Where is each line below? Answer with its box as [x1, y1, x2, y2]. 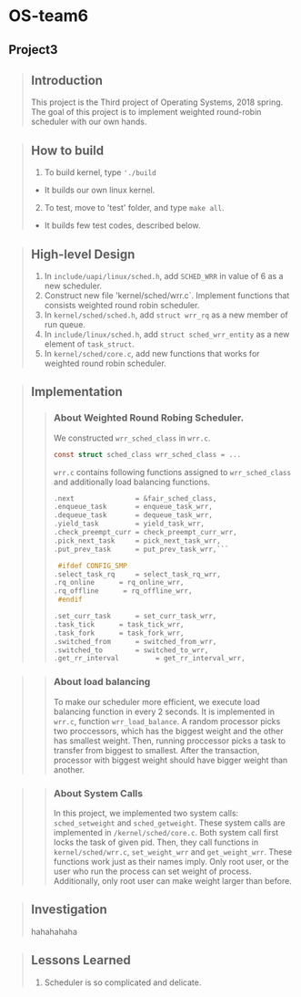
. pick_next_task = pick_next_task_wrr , [53, 535, 222, 545]
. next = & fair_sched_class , [53, 493, 217, 503]
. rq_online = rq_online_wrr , [53, 578, 185, 587]
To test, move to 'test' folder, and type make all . [44, 203, 225, 213]
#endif [57, 595, 83, 605]
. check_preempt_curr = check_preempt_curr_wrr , [53, 528, 237, 537]
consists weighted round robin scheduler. [44, 300, 200, 311]
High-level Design [30, 246, 135, 262]
